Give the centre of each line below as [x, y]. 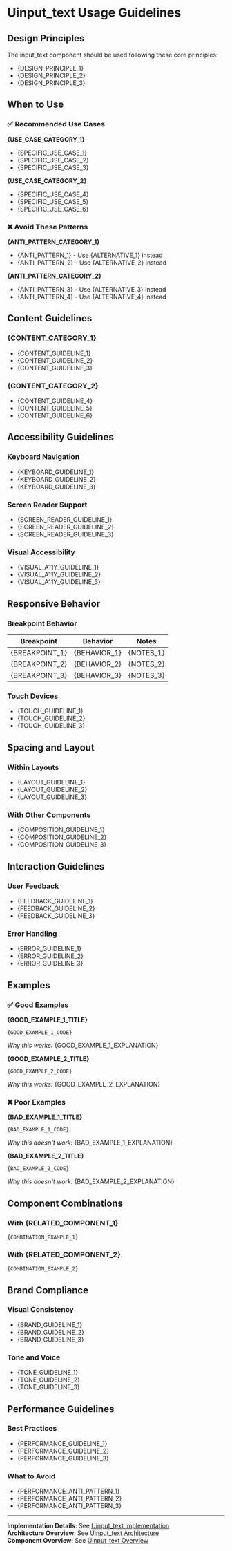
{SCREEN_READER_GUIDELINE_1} [65, 519]
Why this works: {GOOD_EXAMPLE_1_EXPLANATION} [83, 1045]
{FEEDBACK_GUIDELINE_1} [55, 901]
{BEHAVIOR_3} [98, 675]
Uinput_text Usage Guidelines [94, 13]
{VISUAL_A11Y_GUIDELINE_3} [59, 582]
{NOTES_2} [146, 664]
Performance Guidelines [61, 1409]
